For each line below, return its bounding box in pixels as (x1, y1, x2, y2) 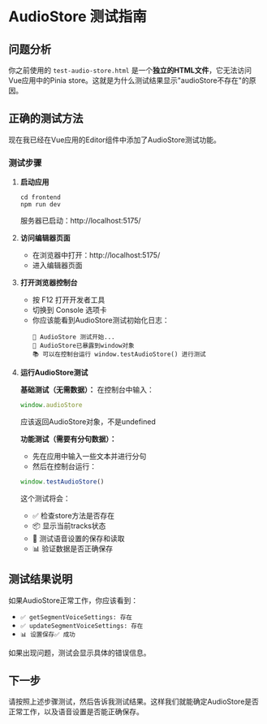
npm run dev (19, 201, 61, 209)
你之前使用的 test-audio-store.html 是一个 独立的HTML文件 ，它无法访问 (8, 66, 252, 75)
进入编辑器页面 (32, 261, 83, 271)
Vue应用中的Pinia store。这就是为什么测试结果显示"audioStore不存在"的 (8, 76, 249, 85)
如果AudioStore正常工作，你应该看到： (8, 595, 139, 605)
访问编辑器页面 (19, 233, 71, 243)
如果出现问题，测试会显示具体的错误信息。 (8, 648, 151, 657)
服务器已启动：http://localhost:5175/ (19, 216, 141, 226)
